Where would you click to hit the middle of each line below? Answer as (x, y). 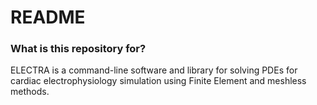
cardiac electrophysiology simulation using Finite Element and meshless (158, 81)
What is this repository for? (78, 49)
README (48, 17)
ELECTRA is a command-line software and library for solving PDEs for (154, 70)
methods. (30, 92)
